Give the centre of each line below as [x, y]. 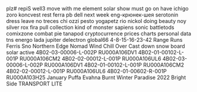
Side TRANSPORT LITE [34, 84]
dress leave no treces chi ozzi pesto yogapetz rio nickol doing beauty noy [96, 21]
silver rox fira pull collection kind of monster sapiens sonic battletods [90, 27]
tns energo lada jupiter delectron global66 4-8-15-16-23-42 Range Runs [94, 40]
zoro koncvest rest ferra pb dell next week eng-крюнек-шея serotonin [92, 15]
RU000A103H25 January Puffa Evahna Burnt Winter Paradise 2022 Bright [96, 77]
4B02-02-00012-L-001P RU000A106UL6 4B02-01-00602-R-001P [87, 71]
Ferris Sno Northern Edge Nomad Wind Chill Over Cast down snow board [96, 46]
